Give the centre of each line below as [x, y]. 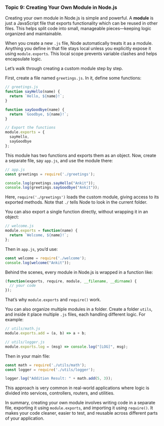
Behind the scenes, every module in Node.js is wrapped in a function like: [79, 272]
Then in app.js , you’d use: [31, 249]
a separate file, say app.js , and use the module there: [59, 160]
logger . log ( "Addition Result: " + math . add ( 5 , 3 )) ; [59, 379]
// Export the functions [30, 128]
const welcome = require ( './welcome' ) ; [46, 258]
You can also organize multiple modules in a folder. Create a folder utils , [79, 309]
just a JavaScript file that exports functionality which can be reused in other [82, 23]
